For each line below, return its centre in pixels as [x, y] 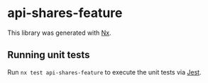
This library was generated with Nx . [59, 33]
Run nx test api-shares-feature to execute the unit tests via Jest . [104, 72]
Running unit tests [49, 55]
